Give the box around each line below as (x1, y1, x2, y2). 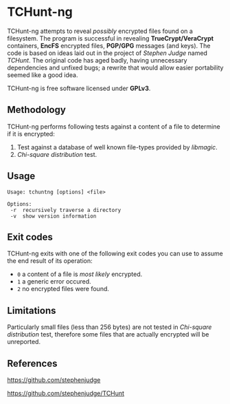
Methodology (7, 104, 67, 116)
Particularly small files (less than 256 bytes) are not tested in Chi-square (7, 323, 212, 331)
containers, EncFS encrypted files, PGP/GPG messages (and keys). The (7, 41, 211, 50)
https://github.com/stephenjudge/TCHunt (7, 390, 125, 397)
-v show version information (10, 213, 97, 220)
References (7, 357, 58, 369)
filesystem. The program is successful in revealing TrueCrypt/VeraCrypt (7, 34, 214, 42)
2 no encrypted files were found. (16, 285, 110, 293)
